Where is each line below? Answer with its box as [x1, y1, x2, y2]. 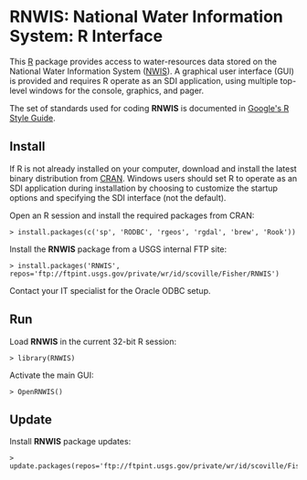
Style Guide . [9, 112, 57, 123]
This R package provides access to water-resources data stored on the [9, 56, 277, 67]
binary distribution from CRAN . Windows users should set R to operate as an [9, 172, 298, 183]
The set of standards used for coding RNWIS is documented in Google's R [9, 102, 290, 113]
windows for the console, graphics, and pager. [28, 85, 204, 96]
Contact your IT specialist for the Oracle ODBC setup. [9, 285, 211, 296]
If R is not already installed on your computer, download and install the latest [9, 162, 297, 174]
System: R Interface [9, 26, 163, 47]
